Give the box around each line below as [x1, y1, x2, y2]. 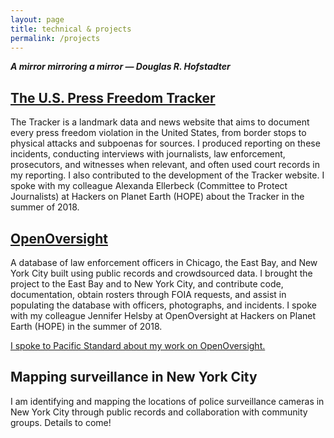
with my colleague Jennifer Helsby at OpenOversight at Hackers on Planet [10, 310, 317, 321]
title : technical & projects [10, 24, 132, 34]
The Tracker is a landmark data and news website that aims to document [10, 116, 310, 128]
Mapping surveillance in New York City [10, 369, 258, 386]
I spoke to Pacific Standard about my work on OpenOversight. [10, 340, 266, 351]
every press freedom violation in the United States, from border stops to [10, 127, 307, 139]
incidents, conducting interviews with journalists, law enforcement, [10, 148, 286, 160]
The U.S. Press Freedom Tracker [10, 89, 216, 106]
